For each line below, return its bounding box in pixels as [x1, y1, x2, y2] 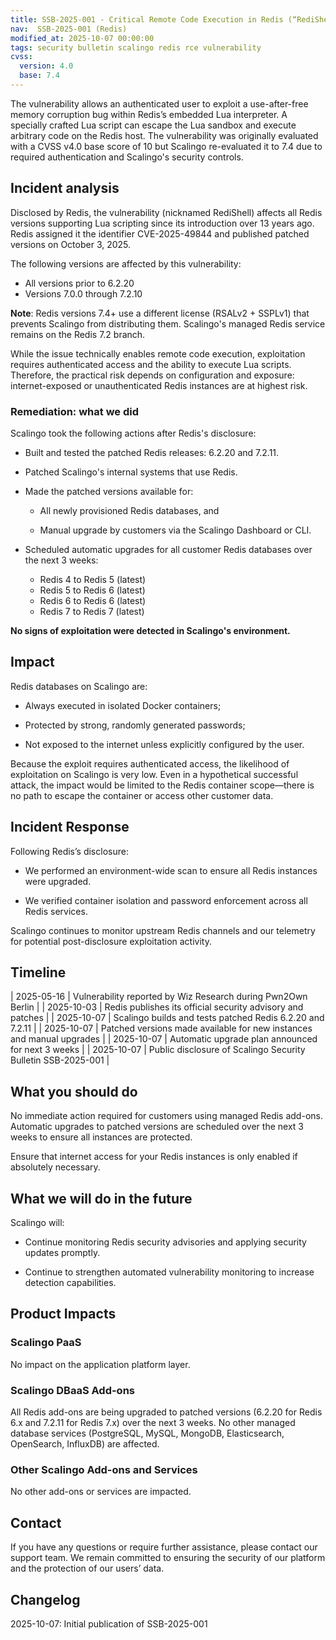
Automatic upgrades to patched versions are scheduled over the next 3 [10, 1121, 304, 1133]
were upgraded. [24, 875, 92, 887]
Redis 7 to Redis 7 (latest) [39, 605, 145, 617]
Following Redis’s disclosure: [10, 845, 129, 857]
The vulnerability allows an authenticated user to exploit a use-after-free [10, 97, 309, 110]
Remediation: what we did [10, 404, 140, 418]
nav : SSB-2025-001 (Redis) [10, 24, 128, 34]
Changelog [10, 1591, 81, 1608]
